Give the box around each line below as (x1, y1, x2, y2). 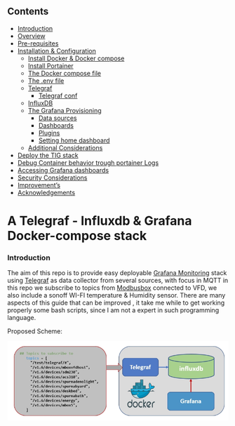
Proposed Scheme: (7, 327, 63, 335)
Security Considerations (17, 173, 88, 182)
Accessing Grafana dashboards (17, 166, 109, 174)
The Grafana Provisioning (27, 106, 102, 114)
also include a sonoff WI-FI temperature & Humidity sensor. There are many (7, 291, 226, 300)
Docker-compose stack (7, 228, 147, 244)
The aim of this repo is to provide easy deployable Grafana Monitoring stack (7, 269, 227, 277)
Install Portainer (27, 61, 74, 69)
